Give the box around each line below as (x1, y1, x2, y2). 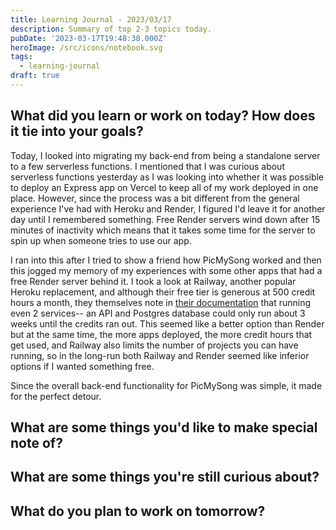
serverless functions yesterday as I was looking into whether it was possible (10, 171, 325, 183)
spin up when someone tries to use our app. (10, 234, 192, 246)
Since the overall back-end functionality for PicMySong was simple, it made (10, 379, 323, 391)
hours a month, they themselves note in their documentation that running (10, 296, 312, 308)
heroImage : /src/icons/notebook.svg (10, 42, 163, 53)
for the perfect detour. (10, 390, 102, 402)
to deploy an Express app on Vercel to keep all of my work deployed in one (10, 181, 319, 193)
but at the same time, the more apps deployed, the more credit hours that (10, 328, 313, 340)
